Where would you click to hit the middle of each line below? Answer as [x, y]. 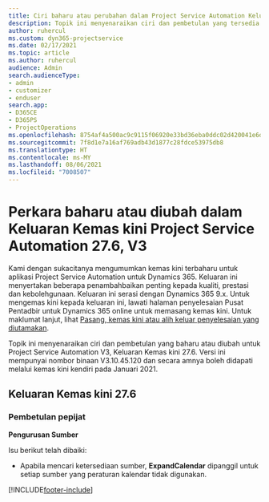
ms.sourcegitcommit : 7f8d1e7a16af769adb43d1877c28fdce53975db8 [116, 142]
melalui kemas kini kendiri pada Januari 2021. [83, 369]
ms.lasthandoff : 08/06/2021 [55, 165]
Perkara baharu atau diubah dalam [125, 212]
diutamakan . [29, 328]
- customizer [30, 90]
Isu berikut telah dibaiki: [48, 450]
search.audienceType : [44, 75]
